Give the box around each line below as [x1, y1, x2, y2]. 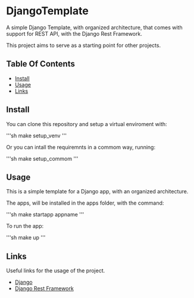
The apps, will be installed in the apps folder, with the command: [6, 199, 164, 206]
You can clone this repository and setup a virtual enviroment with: [6, 120, 168, 127]
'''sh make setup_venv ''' [6, 132, 67, 139]
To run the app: [6, 222, 44, 230]
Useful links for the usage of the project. [6, 267, 105, 274]
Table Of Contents [6, 59, 76, 69]
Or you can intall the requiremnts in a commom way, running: [6, 143, 156, 150]
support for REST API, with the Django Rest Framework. [6, 30, 143, 37]
